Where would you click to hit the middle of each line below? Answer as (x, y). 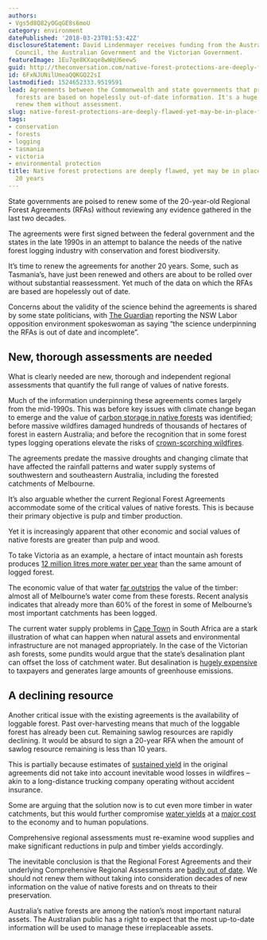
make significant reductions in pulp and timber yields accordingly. (116, 846)
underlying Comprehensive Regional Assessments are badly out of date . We (133, 870)
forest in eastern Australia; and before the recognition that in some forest (128, 434)
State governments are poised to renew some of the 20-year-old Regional (129, 201)
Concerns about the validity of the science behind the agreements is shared (133, 307)
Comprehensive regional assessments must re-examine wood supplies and (131, 837)
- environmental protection (55, 164)
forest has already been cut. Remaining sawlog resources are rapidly (121, 732)
